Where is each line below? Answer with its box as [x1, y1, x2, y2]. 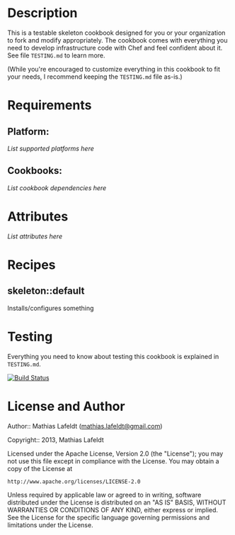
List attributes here [7, 232, 62, 241]
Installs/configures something [7, 304, 94, 312]
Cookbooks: [7, 165, 62, 177]
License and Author [7, 398, 125, 414]
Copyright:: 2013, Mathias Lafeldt [7, 435, 104, 444]
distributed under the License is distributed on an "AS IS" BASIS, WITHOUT [7, 498, 227, 507]
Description [7, 5, 78, 21]
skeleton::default [7, 285, 85, 297]
